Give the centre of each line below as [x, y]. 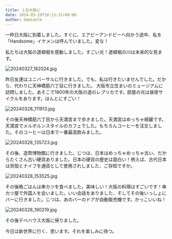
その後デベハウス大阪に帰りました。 [44, 221]
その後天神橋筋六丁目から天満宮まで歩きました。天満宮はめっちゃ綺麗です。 [86, 120]
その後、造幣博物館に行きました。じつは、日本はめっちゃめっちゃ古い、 [81, 153]
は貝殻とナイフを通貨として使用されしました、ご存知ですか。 [70, 166]
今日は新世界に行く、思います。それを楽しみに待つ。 [61, 231]
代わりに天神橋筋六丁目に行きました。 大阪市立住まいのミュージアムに [89, 86]
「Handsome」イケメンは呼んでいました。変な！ [57, 41]
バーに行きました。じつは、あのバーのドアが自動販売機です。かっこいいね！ [86, 200]
